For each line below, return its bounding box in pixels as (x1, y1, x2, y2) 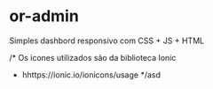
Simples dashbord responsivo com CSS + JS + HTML (9, 35, 205, 46)
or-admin (9, 6, 80, 26)
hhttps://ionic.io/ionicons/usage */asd (21, 69, 162, 80)
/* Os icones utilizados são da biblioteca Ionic (9, 52, 177, 63)
